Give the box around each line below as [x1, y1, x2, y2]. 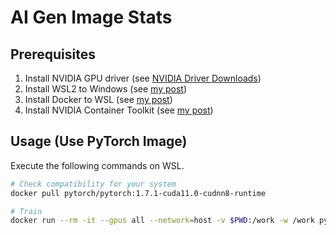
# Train [10, 206, 43, 216]
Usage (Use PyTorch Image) [10, 133, 188, 150]
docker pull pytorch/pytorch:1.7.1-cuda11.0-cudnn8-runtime [10, 188, 267, 198]
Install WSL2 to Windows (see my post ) [24, 83, 188, 95]
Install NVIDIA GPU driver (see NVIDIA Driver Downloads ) [24, 72, 262, 84]
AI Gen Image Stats [10, 6, 173, 29]
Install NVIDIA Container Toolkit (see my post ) [24, 104, 214, 116]
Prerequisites [10, 46, 96, 63]
